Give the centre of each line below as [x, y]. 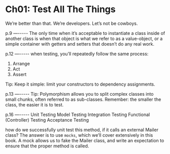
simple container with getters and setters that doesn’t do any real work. [80, 44]
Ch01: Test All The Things [60, 9]
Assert [20, 74]
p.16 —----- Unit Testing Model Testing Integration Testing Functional [78, 114]
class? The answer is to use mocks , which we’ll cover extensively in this [79, 135]
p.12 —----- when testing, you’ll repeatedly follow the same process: [77, 54]
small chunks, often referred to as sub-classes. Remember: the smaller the [83, 99]
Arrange [21, 63]
